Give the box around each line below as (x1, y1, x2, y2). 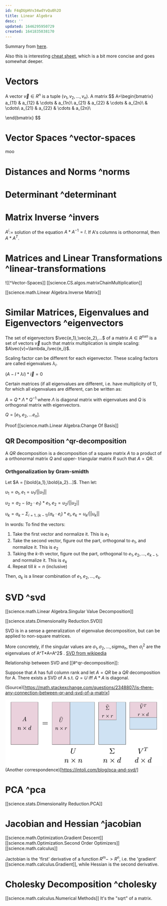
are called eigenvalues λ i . (5, 360, 58, 368)
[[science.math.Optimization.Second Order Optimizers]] (5, 840, 120, 846)
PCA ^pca (5, 784, 46, 796)
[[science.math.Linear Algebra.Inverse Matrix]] (5, 289, 101, 295)
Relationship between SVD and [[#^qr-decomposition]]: (5, 660, 119, 666)
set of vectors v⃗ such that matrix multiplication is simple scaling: (5, 340, 140, 346)
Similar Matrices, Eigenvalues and (5, 307, 149, 318)
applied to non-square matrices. (5, 633, 71, 639)
